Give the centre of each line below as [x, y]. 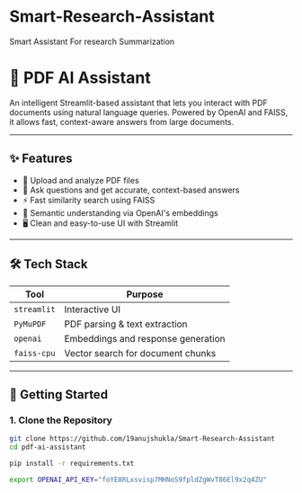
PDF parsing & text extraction [126, 324]
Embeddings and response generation [145, 338]
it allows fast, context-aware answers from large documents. [122, 121]
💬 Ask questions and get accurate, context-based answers [131, 190]
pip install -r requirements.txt [72, 463]
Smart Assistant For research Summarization [92, 41]
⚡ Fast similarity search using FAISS [89, 200]
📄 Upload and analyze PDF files [80, 180]
